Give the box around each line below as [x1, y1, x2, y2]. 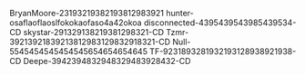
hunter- [165, 8, 194, 18]
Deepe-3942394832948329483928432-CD [23, 56, 191, 66]
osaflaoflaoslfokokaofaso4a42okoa [9, 17, 143, 28]
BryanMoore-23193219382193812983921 [9, 8, 164, 18]
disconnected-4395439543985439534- [144, 17, 297, 28]
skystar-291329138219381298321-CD [23, 27, 165, 37]
